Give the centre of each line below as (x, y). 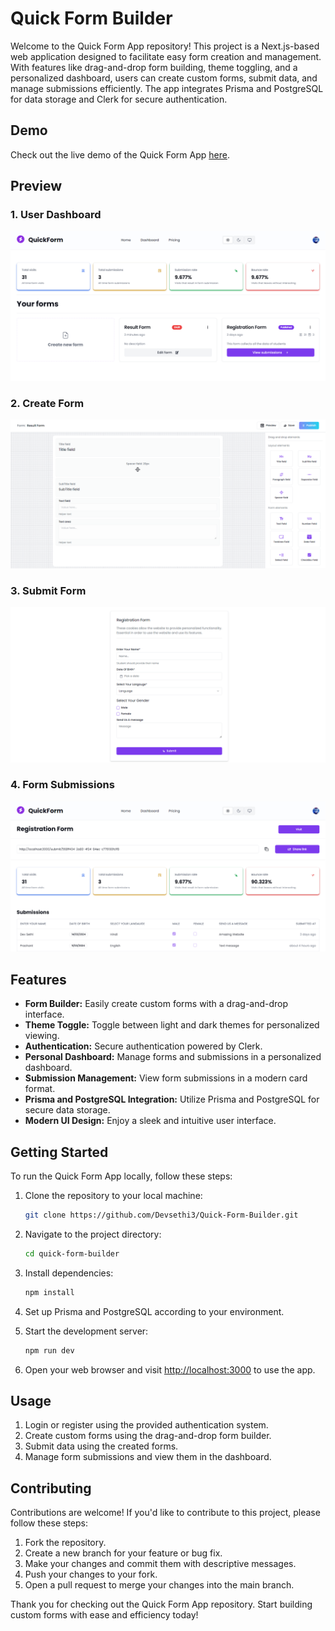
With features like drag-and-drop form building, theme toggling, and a (154, 67)
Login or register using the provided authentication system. (146, 1425)
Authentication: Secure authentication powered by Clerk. (143, 1046)
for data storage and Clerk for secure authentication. (119, 99)
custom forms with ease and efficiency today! (104, 1615)
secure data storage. (67, 1110)
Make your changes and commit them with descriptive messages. (160, 1564)
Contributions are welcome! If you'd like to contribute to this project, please (165, 1513)
